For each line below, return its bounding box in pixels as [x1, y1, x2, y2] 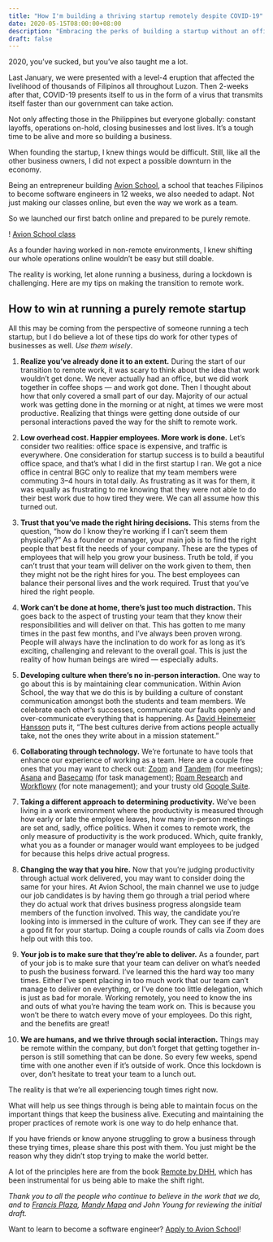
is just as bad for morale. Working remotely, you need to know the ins [19, 993, 253, 1003]
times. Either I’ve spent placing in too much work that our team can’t [19, 976, 249, 986]
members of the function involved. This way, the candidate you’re [19, 908, 240, 918]
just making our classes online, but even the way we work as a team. [8, 198, 238, 208]
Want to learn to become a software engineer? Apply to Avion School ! [8, 1224, 241, 1234]
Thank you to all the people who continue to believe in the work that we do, [8, 1192, 262, 1201]
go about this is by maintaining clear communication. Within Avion [19, 679, 241, 689]
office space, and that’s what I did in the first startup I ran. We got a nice [19, 459, 262, 469]
